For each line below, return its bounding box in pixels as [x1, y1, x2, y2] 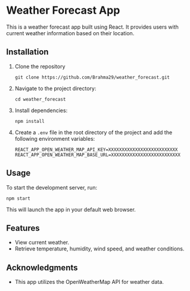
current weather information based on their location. [6, 29, 135, 36]
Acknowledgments [6, 262, 79, 273]
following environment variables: [14, 135, 95, 142]
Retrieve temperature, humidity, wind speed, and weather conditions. [14, 245, 185, 252]
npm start [6, 195, 31, 202]
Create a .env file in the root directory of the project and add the [14, 129, 173, 136]
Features [6, 223, 40, 233]
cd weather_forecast [14, 96, 66, 102]
